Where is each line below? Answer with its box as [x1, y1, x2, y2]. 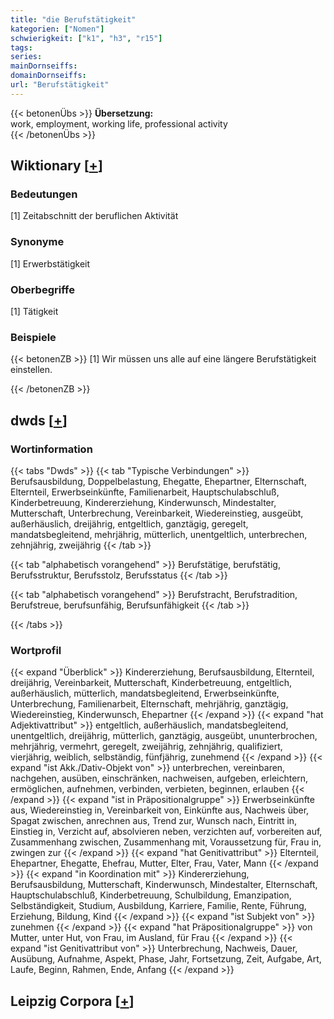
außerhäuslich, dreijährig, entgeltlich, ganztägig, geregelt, [10, 518, 249, 530]
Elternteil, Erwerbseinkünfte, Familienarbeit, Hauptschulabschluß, [10, 486, 280, 498]
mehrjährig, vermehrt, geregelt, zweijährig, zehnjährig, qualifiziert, [10, 741, 283, 753]
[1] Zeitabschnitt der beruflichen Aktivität [10, 210, 179, 222]
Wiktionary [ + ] [10, 157, 103, 175]
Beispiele [10, 330, 57, 344]
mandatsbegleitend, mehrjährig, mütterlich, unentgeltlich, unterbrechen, [10, 529, 308, 541]
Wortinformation [10, 442, 93, 456]
